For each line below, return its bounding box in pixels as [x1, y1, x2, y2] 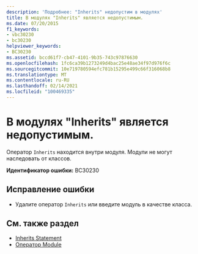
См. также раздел [6, 219, 79, 229]
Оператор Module [15, 241, 62, 248]
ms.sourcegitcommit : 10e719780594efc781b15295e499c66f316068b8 [6, 65, 171, 72]
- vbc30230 [6, 32, 34, 38]
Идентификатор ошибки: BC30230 [6, 166, 100, 174]
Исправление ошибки [6, 184, 95, 195]
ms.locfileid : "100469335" [6, 89, 75, 95]
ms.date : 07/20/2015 [6, 20, 59, 26]
